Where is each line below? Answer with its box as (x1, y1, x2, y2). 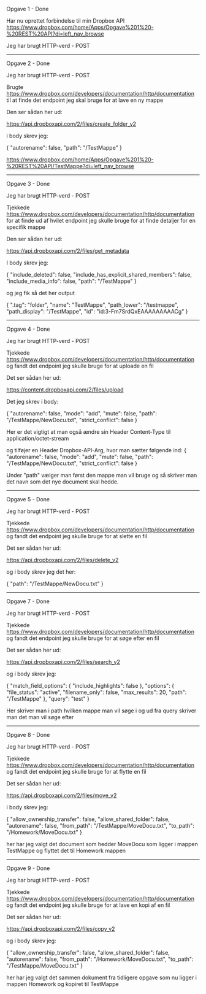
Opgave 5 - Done (6, 496, 50, 503)
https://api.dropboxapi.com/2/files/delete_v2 (6, 557, 119, 563)
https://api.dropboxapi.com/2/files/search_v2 (6, 658, 121, 665)
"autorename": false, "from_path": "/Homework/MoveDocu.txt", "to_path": (6, 955, 194, 963)
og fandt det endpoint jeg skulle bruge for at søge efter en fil (6, 634, 159, 642)
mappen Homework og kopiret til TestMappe (6, 981, 119, 987)
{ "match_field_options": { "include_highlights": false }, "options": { (6, 682, 175, 689)
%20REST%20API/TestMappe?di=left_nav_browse (6, 163, 135, 169)
